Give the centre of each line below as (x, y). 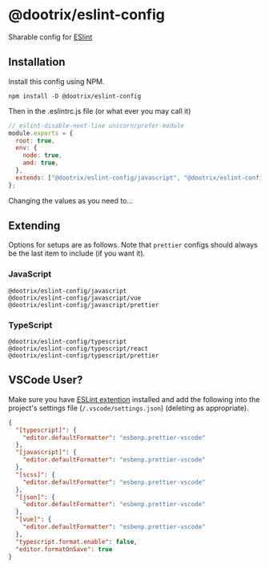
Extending (34, 226)
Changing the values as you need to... (71, 200)
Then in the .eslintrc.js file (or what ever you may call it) (100, 111)
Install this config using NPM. (57, 81)
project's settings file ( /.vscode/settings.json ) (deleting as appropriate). (129, 408)
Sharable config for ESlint (50, 37)
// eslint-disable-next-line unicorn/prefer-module (96, 126)
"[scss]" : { (36, 474)
